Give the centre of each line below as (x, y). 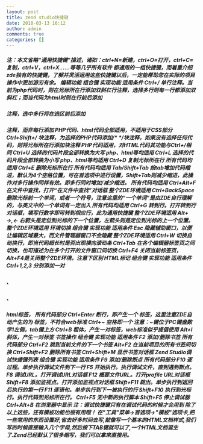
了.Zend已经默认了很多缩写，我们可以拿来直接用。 (69, 435)
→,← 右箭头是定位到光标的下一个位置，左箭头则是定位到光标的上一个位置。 (100, 220)
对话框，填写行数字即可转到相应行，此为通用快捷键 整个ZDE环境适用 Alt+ (97, 213)
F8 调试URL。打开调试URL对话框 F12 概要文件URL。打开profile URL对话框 (98, 375)
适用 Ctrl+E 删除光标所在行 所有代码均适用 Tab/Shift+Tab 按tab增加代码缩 (98, 168)
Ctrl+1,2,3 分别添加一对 (36, 266)
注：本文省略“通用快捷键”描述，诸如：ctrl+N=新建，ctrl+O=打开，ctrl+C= (100, 60)
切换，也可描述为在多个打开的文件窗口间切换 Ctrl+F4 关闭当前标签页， (94, 251)
